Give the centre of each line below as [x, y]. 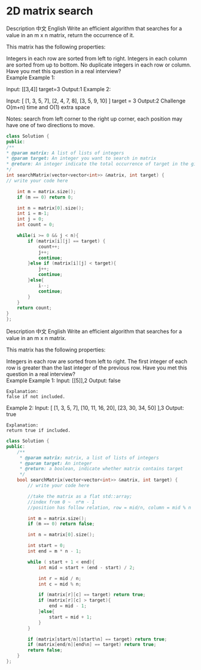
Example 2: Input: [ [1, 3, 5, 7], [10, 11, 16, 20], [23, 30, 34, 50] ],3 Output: [95, 408]
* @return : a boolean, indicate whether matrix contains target [101, 469]
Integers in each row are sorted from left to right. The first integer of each [97, 362]
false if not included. [36, 397]
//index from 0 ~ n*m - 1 [61, 502]
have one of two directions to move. [51, 125]
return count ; [34, 308]
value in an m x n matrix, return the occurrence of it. [70, 35]
